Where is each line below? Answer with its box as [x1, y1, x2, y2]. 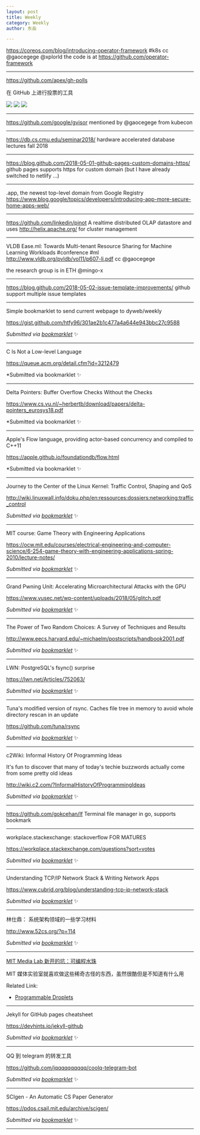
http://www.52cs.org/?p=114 [6, 928, 76, 935]
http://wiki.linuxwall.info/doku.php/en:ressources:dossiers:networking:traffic [6, 494, 194, 502]
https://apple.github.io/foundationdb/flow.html [6, 454, 120, 461]
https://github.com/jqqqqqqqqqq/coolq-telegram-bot [6, 1064, 137, 1071]
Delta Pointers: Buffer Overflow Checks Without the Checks [6, 389, 153, 396]
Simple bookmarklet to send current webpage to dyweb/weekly [6, 308, 162, 315]
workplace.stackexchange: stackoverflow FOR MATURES [6, 834, 146, 841]
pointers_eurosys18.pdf [6, 407, 64, 414]
